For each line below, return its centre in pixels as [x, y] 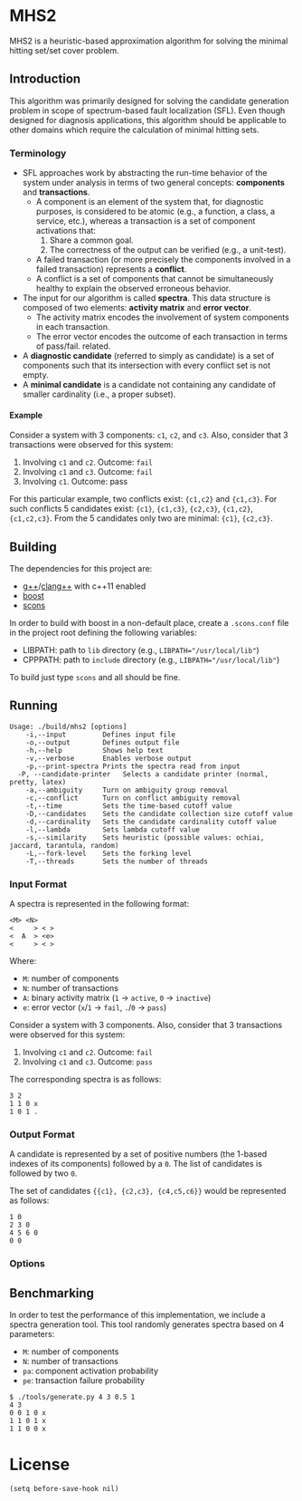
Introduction [45, 79]
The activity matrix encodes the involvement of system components [162, 317]
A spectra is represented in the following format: [99, 904]
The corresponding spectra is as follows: [85, 1080]
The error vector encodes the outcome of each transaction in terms [161, 337]
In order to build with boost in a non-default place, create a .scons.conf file [149, 623]
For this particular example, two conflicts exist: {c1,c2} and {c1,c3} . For [143, 499]
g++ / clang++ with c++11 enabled [84, 586]
